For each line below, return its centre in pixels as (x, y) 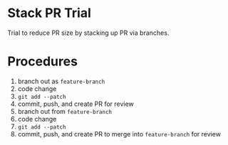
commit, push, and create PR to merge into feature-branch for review (119, 134)
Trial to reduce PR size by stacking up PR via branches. (88, 33)
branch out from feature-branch (65, 111)
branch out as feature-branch (61, 81)
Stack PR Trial (49, 13)
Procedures (43, 61)
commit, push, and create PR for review (76, 104)
